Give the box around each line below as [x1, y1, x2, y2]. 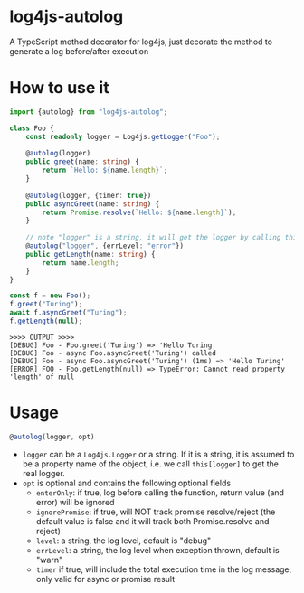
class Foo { [9, 124, 54, 133]
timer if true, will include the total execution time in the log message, [35, 563, 292, 575]
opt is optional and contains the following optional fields [22, 477, 232, 488]
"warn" [35, 554, 63, 565]
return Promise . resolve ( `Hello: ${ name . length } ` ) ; [42, 208, 237, 217]
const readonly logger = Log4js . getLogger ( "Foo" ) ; [25, 132, 221, 141]
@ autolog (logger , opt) [9, 432, 95, 441]
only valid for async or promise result [35, 573, 175, 584]
